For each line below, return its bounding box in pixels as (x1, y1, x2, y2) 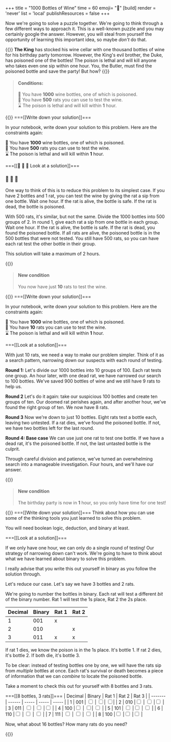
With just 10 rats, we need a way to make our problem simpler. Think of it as (5, 351, 164, 358)
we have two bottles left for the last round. (5, 425, 94, 431)
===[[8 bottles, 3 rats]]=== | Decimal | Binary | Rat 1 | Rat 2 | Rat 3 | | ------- (5, 693, 166, 699)
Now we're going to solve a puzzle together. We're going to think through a (5, 20, 163, 26)
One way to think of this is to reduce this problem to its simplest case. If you (5, 187, 165, 193)
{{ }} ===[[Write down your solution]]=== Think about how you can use (5, 510, 155, 516)
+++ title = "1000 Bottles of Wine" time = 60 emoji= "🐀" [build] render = (5, 5, 156, 11)
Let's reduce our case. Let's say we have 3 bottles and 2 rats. (5, 581, 135, 587)
